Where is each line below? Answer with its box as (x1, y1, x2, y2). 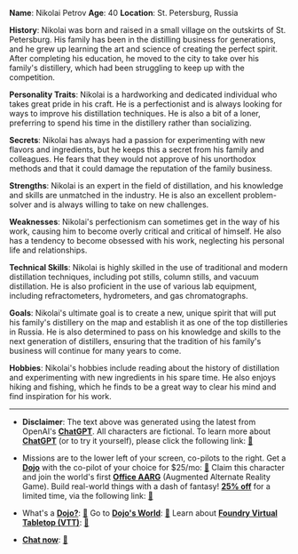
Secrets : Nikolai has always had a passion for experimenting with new (9, 135, 266, 145)
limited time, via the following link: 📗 (21, 491, 153, 501)
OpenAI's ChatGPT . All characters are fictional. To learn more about (21, 426, 271, 437)
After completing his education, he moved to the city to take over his (9, 53, 260, 63)
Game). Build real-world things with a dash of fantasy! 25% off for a (21, 481, 271, 492)
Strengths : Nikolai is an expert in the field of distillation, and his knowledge (9, 181, 284, 190)
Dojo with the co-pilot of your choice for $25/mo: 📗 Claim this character (21, 462, 286, 472)
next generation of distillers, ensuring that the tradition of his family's (9, 336, 262, 346)
